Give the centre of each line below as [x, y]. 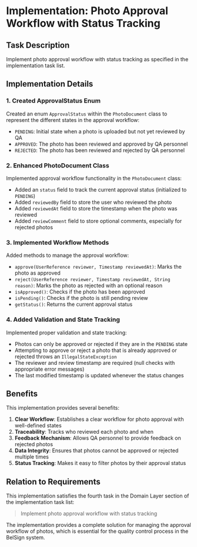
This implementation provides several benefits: [63, 408]
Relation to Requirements [54, 482]
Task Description [38, 45]
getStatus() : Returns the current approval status [74, 304]
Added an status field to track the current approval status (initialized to [101, 189]
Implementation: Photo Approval [87, 11]
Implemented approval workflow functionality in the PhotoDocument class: [94, 178]
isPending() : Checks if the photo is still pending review [81, 298]
